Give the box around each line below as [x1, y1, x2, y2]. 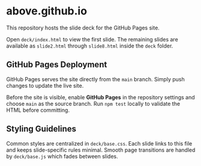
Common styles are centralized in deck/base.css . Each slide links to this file [6, 140, 193, 147]
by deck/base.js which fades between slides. [6, 152, 118, 160]
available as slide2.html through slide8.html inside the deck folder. [6, 42, 173, 49]
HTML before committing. [6, 106, 70, 114]
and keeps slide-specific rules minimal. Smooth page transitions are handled [6, 146, 196, 153]
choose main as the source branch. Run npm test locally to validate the [6, 100, 181, 107]
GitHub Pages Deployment [6, 60, 107, 70]
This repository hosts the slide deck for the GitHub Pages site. [6, 24, 160, 31]
